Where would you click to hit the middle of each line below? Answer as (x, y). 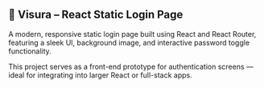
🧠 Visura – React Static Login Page (96, 15)
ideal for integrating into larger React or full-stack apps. (100, 75)
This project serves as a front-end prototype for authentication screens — (131, 66)
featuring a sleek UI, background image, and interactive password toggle (129, 42)
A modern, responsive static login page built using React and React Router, (132, 34)
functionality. (30, 51)
